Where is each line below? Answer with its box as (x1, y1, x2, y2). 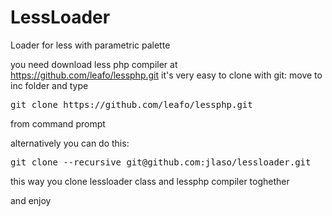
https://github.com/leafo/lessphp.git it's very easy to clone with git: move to (10, 69, 323, 81)
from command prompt (10, 117, 106, 130)
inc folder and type (10, 79, 89, 91)
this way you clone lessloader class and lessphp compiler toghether (10, 175, 290, 187)
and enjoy (10, 194, 52, 206)
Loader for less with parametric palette (10, 39, 171, 51)
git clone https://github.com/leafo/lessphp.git (10, 99, 253, 110)
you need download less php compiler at (10, 58, 178, 70)
